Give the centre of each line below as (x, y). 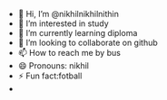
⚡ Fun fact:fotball (50, 76)
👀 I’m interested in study (63, 23)
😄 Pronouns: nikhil (53, 66)
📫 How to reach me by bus (69, 53)
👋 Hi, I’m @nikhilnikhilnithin (69, 14)
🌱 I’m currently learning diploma (78, 33)
